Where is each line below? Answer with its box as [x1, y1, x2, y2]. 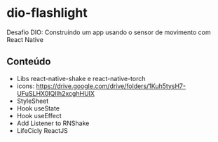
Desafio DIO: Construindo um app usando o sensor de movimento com [6, 28, 211, 36]
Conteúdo [6, 56, 51, 68]
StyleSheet [16, 97, 49, 105]
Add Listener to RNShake [16, 119, 90, 127]
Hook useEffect [16, 111, 62, 120]
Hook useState [16, 104, 60, 113]
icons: [16, 82, 35, 90]
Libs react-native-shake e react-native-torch [16, 74, 146, 83]
